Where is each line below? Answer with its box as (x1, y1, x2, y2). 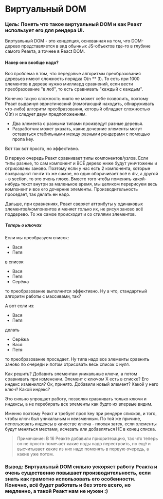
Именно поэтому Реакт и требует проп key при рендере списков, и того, (5, 410, 157, 416)
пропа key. (12, 136, 35, 142)
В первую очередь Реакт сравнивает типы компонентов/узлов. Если (5, 155, 148, 161)
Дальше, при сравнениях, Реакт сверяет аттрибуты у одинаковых (5, 201, 143, 207)
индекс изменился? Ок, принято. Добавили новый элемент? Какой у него (5, 381, 159, 387)
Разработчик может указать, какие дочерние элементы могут (12, 125, 143, 131)
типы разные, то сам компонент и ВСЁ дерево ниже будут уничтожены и (5, 160, 157, 166)
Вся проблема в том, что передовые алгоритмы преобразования (5, 70, 141, 76)
